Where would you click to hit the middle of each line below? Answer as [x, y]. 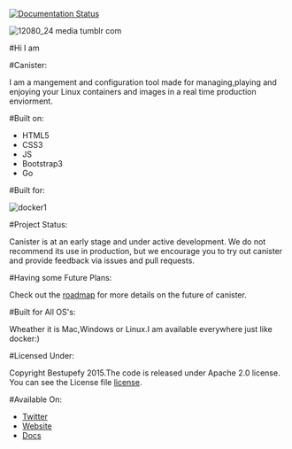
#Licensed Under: [42, 356]
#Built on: [27, 118]
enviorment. [31, 101]
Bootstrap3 [42, 163]
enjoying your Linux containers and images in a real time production [133, 92]
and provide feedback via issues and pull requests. [102, 260]
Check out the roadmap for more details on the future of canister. [128, 295]
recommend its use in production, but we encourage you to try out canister [146, 251]
